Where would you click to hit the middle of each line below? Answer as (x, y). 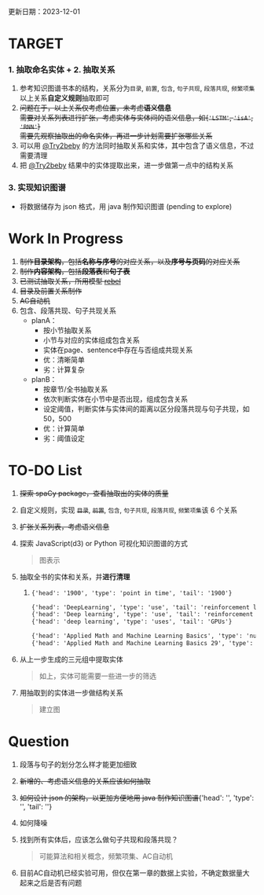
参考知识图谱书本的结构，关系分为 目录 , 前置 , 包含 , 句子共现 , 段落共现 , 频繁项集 (137, 88)
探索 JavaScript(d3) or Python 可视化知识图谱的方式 (104, 543)
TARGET (36, 44)
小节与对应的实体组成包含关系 (91, 339)
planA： (44, 320)
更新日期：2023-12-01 (44, 11)
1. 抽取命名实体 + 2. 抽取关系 (62, 70)
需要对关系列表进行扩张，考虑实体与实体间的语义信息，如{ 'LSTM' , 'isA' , (136, 118)
